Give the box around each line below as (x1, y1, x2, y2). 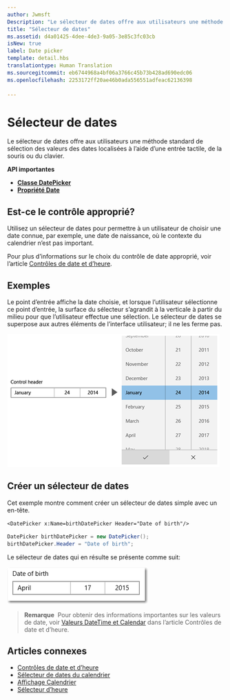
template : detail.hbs (7, 55, 70, 62)
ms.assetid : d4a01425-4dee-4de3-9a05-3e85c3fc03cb (7, 33, 156, 40)
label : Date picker (7, 48, 63, 54)
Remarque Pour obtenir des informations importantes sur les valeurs (23, 610, 221, 619)
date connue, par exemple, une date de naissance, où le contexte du (7, 232, 202, 240)
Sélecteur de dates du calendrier (17, 671, 111, 679)
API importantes (7, 166, 55, 174)
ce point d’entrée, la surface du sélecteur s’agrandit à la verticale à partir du (7, 305, 222, 313)
